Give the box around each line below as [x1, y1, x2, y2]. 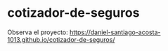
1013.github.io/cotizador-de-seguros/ [7, 35, 115, 43]
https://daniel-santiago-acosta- [69, 28, 161, 36]
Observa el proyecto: [7, 28, 68, 36]
